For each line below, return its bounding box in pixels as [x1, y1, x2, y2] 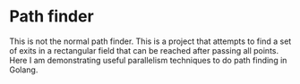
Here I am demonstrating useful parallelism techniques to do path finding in [9, 55, 287, 65]
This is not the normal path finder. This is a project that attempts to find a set [9, 36, 292, 46]
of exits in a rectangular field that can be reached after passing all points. [9, 45, 279, 55]
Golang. [9, 64, 39, 75]
